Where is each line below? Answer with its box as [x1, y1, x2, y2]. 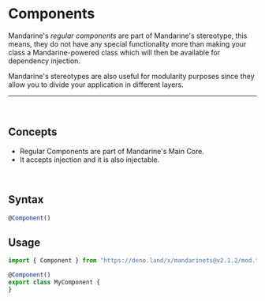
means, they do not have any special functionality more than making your [8, 39, 247, 48]
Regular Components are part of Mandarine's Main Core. [19, 146, 205, 156]
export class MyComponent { [8, 278, 101, 286]
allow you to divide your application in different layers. [8, 80, 184, 89]
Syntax [8, 193, 44, 206]
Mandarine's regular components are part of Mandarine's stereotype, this [8, 31, 248, 40]
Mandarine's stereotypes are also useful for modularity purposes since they [8, 71, 255, 81]
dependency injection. [8, 56, 81, 66]
